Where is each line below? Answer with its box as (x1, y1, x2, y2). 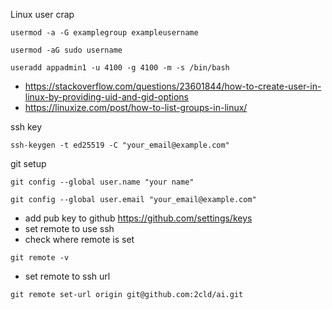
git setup (10, 158, 47, 169)
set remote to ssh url (24, 270, 111, 282)
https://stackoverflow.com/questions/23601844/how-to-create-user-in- (24, 80, 322, 92)
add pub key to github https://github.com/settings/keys (24, 212, 253, 224)
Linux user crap (10, 9, 75, 20)
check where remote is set (24, 234, 135, 245)
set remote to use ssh (24, 223, 115, 234)
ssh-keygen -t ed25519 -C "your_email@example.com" (10, 140, 230, 150)
